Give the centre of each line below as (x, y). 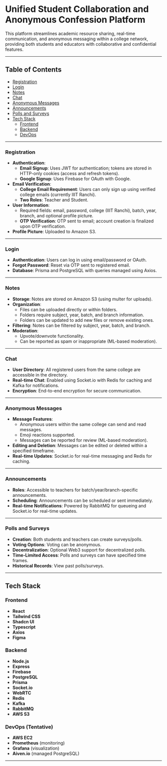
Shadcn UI (23, 622)
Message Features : (33, 419)
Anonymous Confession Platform (75, 20)
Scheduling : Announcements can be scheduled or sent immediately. (83, 500)
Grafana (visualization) (36, 748)
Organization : (27, 304)
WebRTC (22, 693)
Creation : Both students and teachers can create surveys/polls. (78, 539)
